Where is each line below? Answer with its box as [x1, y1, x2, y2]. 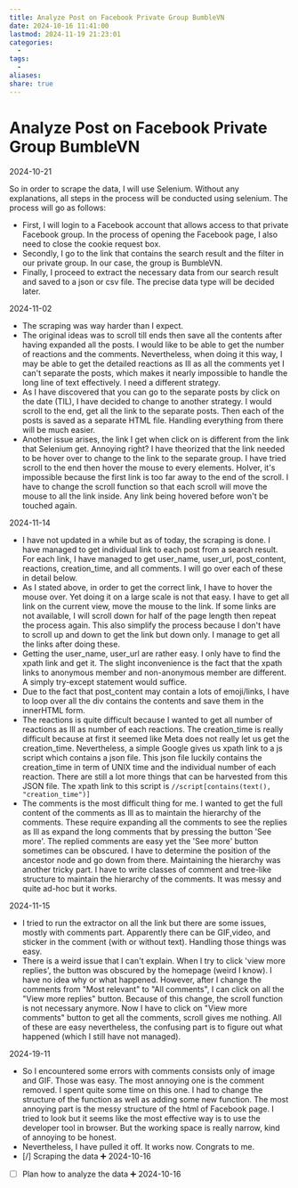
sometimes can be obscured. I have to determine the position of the [21, 845, 271, 856]
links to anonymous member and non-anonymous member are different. [21, 667, 286, 678]
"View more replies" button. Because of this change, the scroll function [21, 993, 283, 1004]
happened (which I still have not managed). [21, 1030, 181, 1042]
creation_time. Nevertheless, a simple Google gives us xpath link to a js [21, 743, 283, 753]
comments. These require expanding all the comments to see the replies [21, 817, 287, 827]
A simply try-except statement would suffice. [21, 676, 188, 687]
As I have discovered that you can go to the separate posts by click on [21, 387, 280, 397]
